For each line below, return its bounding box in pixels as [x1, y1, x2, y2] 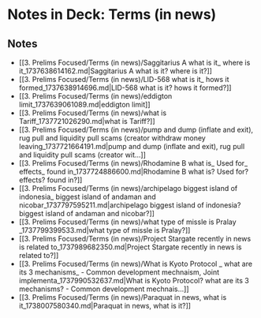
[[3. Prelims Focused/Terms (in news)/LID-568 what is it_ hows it [18, 75, 229, 84]
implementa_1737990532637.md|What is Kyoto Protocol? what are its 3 [18, 276, 249, 285]
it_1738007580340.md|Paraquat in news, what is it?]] [18, 301, 191, 310]
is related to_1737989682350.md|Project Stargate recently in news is [18, 242, 242, 252]
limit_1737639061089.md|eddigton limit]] [18, 100, 151, 109]
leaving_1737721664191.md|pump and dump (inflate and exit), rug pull [18, 142, 245, 151]
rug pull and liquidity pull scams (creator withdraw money [18, 133, 206, 143]
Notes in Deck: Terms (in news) [7, 6, 217, 24]
